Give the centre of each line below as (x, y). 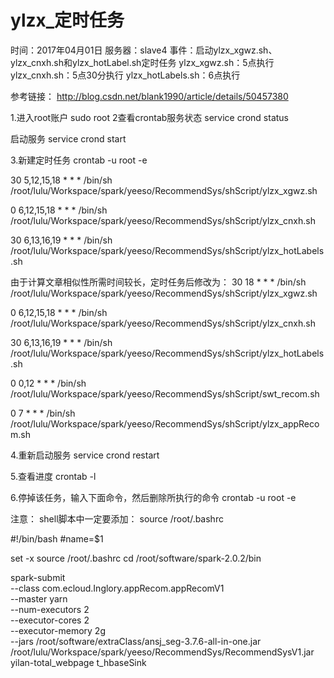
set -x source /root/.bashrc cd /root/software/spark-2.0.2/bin (136, 558)
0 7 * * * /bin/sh (43, 413)
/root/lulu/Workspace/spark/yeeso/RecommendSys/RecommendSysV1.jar (162, 652)
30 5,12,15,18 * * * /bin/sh (61, 180)
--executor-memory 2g (58, 630)
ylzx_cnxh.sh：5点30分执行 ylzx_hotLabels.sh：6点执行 (125, 75)
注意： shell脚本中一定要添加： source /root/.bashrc (117, 518)
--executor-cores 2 (50, 620)
